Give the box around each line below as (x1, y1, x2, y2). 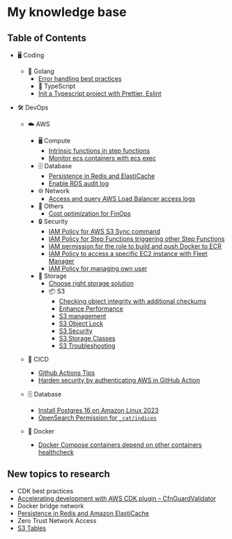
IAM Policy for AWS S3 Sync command (48, 228, 160, 235)
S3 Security (59, 327, 93, 335)
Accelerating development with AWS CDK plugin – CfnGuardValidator (17, 494, 217, 503)
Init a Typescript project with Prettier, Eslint (38, 89, 162, 98)
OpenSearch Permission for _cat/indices (38, 413, 157, 422)
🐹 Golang (27, 67, 54, 75)
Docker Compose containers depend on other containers (38, 441, 202, 449)
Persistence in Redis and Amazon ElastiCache (17, 509, 150, 517)
